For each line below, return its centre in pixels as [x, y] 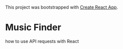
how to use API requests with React [42, 41]
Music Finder [33, 27]
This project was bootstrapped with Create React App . [62, 7]
